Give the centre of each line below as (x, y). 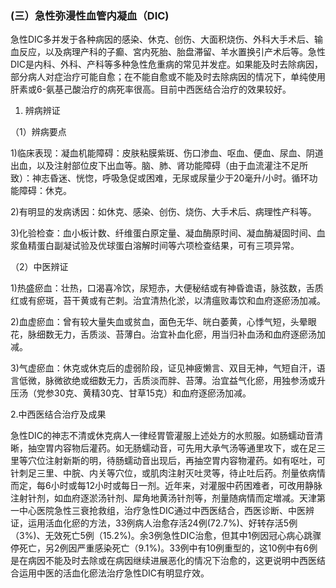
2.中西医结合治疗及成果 (58, 414)
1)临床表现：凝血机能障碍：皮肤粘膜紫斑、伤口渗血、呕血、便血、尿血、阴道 (167, 153)
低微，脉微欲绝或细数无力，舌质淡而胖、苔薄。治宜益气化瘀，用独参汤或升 (172, 381)
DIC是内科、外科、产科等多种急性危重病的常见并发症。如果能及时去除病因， (167, 64)
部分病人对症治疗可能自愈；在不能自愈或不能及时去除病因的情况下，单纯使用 (168, 77)
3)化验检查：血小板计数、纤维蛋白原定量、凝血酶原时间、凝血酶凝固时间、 (163, 233)
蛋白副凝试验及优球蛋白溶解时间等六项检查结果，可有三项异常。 (168, 246)
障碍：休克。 (45, 191)
